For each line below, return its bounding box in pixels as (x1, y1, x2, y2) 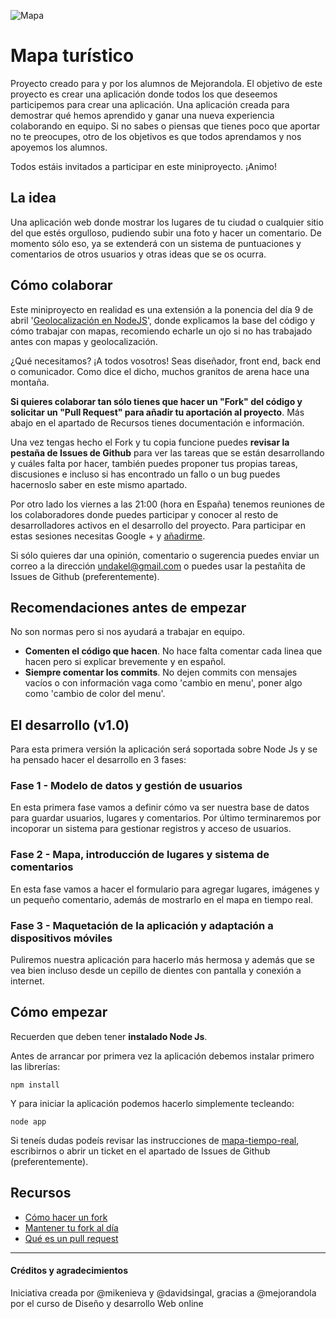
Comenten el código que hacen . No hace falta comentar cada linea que (24, 645, 323, 657)
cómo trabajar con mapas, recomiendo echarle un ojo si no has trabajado (10, 325, 313, 337)
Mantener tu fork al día (24, 1221, 119, 1234)
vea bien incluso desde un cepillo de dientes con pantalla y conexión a (10, 965, 302, 977)
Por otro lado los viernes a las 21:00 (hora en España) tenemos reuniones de (10, 498, 325, 510)
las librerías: (10, 1060, 61, 1072)
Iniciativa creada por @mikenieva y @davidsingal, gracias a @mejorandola (10, 1286, 317, 1299)
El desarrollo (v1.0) (10, 716, 130, 734)
